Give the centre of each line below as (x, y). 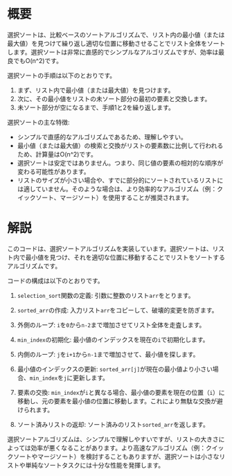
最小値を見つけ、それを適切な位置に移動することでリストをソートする (125, 257)
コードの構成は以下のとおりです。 (55, 281)
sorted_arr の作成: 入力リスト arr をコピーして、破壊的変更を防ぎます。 (117, 310)
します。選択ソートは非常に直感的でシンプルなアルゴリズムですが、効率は (113, 52)
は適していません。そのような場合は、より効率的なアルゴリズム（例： (117, 188)
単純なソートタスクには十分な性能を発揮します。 (95, 465)
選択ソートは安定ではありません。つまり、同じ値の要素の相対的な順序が (120, 163)
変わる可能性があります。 (53, 171)
